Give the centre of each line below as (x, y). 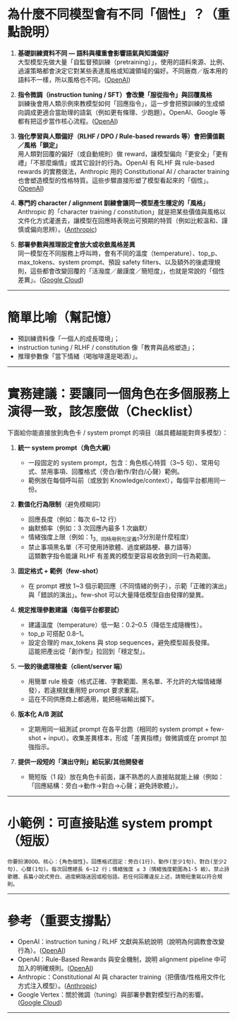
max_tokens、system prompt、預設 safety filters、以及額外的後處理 (116, 262)
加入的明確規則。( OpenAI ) (55, 968)
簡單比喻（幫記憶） (63, 318)
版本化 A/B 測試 (40, 714)
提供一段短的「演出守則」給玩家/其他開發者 (81, 761)
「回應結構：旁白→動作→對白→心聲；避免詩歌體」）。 (105, 785)
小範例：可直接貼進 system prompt (110, 823)
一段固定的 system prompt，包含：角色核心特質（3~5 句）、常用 (121, 462)
